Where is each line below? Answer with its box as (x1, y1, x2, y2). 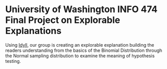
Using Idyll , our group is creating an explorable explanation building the (5, 42, 155, 48)
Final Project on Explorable (5, 14, 120, 26)
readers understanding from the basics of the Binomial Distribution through (5, 47, 162, 53)
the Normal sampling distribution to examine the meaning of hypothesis (5, 52, 155, 59)
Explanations (5, 25, 62, 37)
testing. (5, 58, 21, 64)
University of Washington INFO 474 (5, 4, 158, 15)
